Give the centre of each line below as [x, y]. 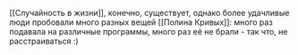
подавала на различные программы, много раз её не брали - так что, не [149, 31]
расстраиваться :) [44, 41]
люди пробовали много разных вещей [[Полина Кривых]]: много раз [141, 22]
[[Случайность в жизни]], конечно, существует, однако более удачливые [149, 13]
